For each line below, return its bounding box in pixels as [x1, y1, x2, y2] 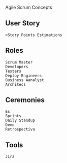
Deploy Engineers [5, 73, 42, 78]
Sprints [5, 114, 22, 119]
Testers [5, 69, 22, 74]
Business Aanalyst [5, 77, 44, 83]
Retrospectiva [5, 127, 36, 132]
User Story [5, 19, 40, 27]
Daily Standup [5, 118, 36, 123]
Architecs [5, 82, 26, 87]
